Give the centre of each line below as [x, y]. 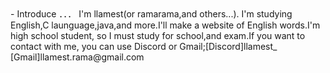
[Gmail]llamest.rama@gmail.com [77, 57]
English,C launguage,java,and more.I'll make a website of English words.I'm [165, 25]
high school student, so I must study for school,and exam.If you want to [158, 35]
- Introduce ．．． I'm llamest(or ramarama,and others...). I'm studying [151, 14]
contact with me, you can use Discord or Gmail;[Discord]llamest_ [144, 46]
